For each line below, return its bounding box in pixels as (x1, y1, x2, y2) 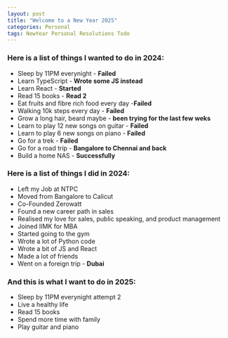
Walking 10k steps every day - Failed (17, 106, 125, 115)
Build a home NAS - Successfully (17, 151, 116, 160)
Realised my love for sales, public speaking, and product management (17, 214, 221, 223)
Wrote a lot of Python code (17, 237, 96, 245)
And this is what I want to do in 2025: (7, 277, 136, 287)
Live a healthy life (17, 300, 69, 309)
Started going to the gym (17, 229, 90, 238)
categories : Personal (7, 23, 71, 30)
